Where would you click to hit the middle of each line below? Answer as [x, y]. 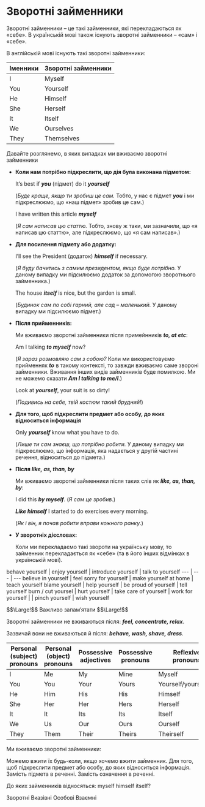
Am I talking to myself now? [50, 347]
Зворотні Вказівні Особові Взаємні [52, 797]
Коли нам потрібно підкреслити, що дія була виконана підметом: [103, 172]
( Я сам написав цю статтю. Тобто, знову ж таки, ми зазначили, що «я [106, 225]
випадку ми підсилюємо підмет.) [58, 311]
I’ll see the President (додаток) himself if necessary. [81, 256]
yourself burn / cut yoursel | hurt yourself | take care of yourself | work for [99, 591]
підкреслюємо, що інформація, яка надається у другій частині [97, 450]
